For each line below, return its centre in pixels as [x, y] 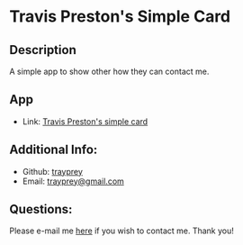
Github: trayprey [53, 171]
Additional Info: [54, 150]
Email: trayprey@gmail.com [73, 181]
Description [43, 50]
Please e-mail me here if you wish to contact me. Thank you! [121, 231]
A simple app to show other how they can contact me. [109, 71]
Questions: [41, 209]
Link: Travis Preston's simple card [85, 121]
